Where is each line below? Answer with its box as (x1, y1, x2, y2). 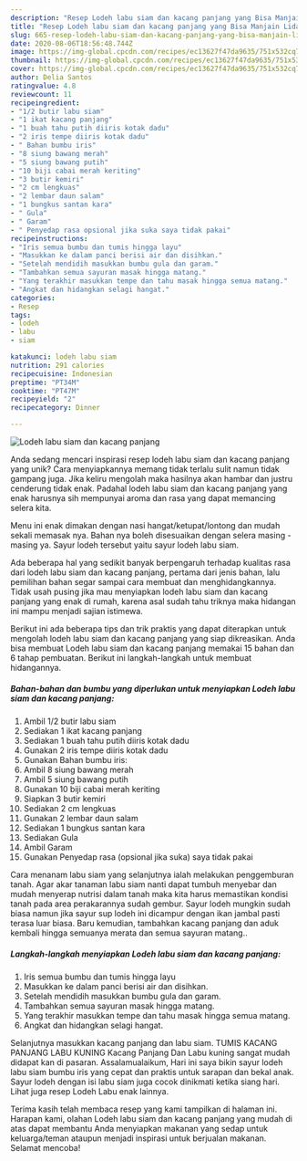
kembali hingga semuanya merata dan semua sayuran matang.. (10, 927, 249, 938)
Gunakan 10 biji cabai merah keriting (23, 783, 160, 794)
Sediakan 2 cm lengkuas (23, 802, 117, 813)
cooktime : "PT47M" (10, 386, 80, 395)
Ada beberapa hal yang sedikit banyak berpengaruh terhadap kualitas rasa (10, 558, 291, 568)
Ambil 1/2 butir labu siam (23, 716, 117, 727)
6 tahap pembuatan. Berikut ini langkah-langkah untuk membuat (10, 653, 252, 663)
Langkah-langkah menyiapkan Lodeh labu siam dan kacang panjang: (10, 948, 281, 959)
